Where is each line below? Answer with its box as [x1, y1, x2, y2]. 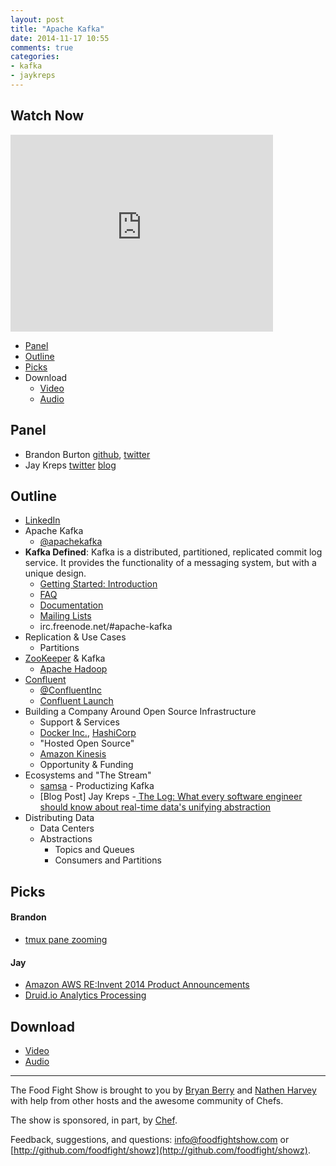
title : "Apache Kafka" [10, 24, 105, 34]
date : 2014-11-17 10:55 [10, 33, 110, 43]
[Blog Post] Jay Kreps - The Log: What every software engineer [39, 791, 303, 803]
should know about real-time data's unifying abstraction [39, 801, 272, 813]
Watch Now [10, 107, 85, 125]
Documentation [39, 599, 104, 611]
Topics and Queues [54, 844, 135, 856]
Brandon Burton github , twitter [24, 448, 151, 460]
